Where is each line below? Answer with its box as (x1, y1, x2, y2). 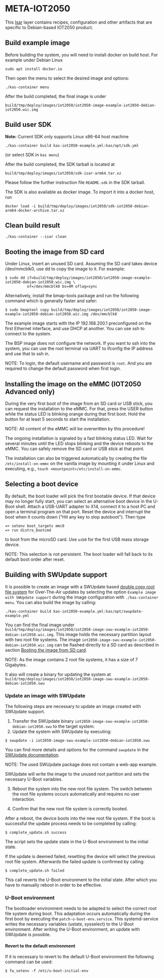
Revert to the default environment (5, 943, 75, 948)
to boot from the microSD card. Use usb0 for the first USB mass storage (5, 536, 149, 542)
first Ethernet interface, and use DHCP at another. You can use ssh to (5, 326, 145, 332)
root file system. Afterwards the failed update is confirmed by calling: (5, 858, 145, 864)
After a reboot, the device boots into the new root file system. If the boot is (5, 815, 156, 821)
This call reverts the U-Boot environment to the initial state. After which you (5, 877, 157, 883)
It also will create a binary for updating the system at (5, 671, 111, 677)
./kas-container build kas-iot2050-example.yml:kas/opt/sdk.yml (5, 143, 139, 148)
